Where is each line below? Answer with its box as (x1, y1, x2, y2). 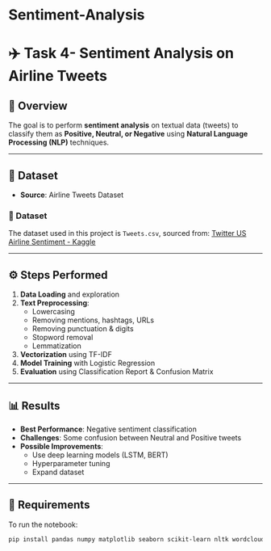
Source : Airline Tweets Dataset (19, 190, 124, 200)
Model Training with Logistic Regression (19, 358, 156, 368)
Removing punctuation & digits (31, 324, 135, 334)
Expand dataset (31, 467, 85, 477)
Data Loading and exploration (19, 289, 119, 300)
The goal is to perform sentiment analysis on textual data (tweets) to (8, 120, 240, 130)
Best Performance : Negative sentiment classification (19, 424, 198, 434)
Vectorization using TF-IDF (19, 350, 113, 360)
